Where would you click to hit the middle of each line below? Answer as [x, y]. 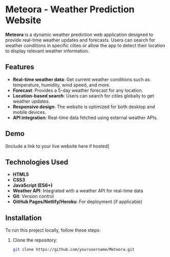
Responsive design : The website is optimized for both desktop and [84, 107]
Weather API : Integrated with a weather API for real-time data [78, 191]
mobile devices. [29, 112]
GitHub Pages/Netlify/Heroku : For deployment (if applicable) [77, 202]
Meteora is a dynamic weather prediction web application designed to [79, 34]
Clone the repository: [35, 240]
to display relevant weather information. [47, 51]
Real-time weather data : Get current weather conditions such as [81, 79]
